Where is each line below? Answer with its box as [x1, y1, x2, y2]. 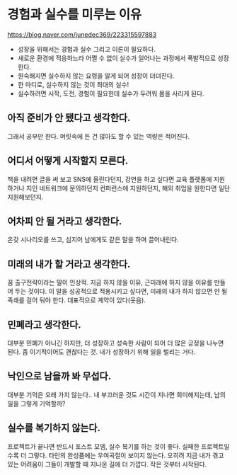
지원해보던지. [7, 193, 44, 201]
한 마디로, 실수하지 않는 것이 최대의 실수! [17, 80, 129, 88]
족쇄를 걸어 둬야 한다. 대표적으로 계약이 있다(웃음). [7, 296, 146, 304]
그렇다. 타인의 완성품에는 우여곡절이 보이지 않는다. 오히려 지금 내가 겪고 [28, 451, 224, 459]
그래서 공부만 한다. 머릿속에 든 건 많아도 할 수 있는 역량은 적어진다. [7, 132, 190, 140]
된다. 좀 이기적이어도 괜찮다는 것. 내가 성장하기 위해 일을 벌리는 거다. [7, 348, 196, 356]
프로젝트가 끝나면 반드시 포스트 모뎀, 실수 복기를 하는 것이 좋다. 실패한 [7, 442, 200, 450]
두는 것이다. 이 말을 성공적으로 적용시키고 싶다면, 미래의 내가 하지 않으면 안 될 [14, 287, 228, 296]
